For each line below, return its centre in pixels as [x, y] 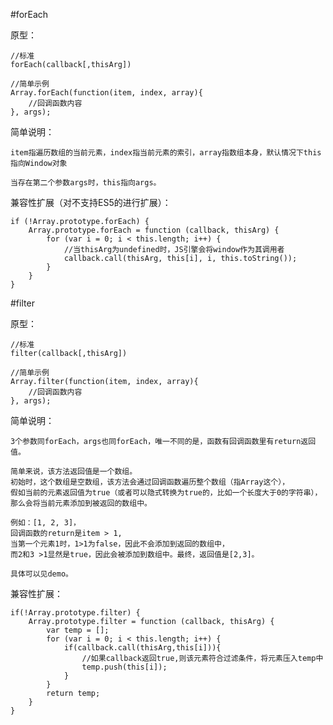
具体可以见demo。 [41, 574]
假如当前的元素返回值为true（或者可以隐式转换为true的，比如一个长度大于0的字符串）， [166, 493]
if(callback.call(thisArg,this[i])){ [142, 648]
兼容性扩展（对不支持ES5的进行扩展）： [91, 202]
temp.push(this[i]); [124, 667]
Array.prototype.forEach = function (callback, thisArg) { [154, 230]
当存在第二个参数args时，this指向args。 [86, 183]
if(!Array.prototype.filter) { [75, 613]
